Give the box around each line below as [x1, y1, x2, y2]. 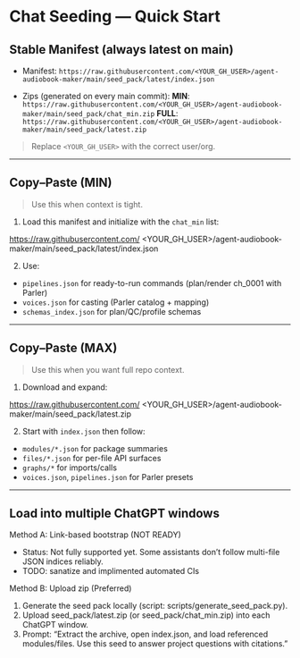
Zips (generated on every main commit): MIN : [21, 91, 190, 101]
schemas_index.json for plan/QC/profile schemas [21, 306, 202, 316]
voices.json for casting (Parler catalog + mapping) [21, 297, 210, 308]
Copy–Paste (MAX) [9, 341, 118, 356]
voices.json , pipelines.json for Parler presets [21, 471, 194, 482]
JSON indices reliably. [21, 556, 104, 567]
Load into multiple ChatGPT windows [9, 506, 221, 521]
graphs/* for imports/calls [21, 462, 118, 473]
